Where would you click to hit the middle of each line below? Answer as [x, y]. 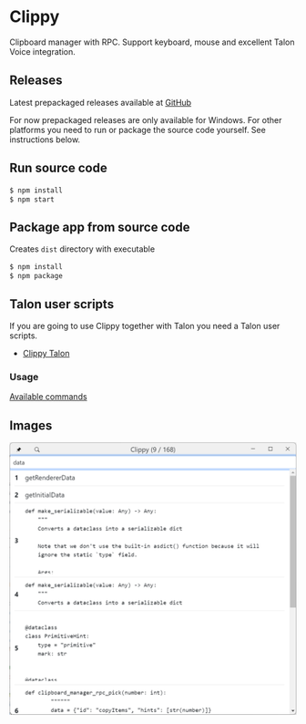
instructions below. [45, 140]
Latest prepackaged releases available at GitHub [101, 102]
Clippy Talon [46, 354]
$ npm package [36, 276]
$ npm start [32, 199]
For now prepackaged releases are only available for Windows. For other [146, 119]
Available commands [49, 397]
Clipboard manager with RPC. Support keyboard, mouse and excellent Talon [152, 42]
